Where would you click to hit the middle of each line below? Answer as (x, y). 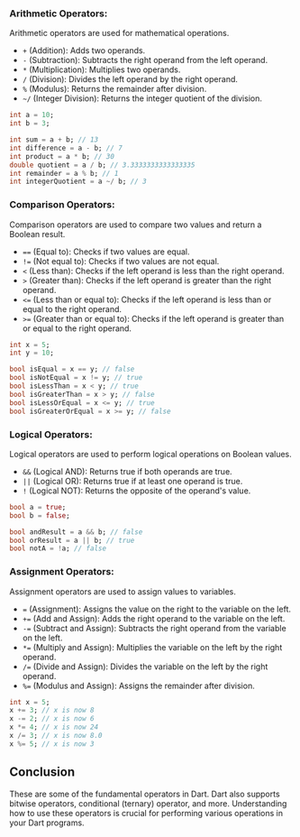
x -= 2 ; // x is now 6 (52, 719)
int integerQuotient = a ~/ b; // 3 (78, 182)
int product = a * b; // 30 (62, 156)
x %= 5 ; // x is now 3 (52, 744)
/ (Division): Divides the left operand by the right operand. (130, 79)
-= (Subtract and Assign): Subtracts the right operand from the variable (154, 628)
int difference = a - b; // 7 (66, 148)
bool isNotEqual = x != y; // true (76, 378)
